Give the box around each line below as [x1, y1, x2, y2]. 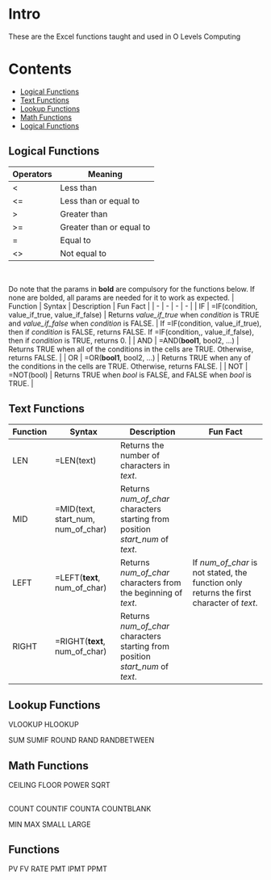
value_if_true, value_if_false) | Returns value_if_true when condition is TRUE [8, 309, 260, 319]
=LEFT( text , [55, 571, 101, 583]
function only [192, 577, 243, 588]
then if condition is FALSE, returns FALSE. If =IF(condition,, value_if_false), [8, 326, 255, 336]
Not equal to [60, 247, 107, 259]
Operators [12, 168, 52, 179]
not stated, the [192, 566, 248, 578]
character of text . [192, 597, 258, 608]
